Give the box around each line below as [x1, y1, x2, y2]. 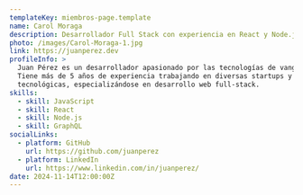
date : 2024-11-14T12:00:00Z [9, 172, 115, 181]
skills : [9, 88, 39, 97]
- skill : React [17, 105, 75, 114]
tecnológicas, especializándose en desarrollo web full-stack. [17, 80, 260, 89]
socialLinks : [9, 130, 59, 139]
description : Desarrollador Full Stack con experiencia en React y [9, 30, 269, 39]
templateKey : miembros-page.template [9, 13, 151, 22]
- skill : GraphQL [17, 122, 83, 131]
